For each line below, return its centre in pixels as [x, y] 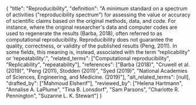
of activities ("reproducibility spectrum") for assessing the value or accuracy [98, 15]
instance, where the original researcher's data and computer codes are [92, 27]
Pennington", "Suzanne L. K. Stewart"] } [54, 96]
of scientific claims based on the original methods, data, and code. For [91, 21]
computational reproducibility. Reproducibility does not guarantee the [90, 40]
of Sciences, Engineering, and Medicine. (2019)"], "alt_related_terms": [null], [98, 77]
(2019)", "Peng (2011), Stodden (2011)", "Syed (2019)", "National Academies [97, 71]
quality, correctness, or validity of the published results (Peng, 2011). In [92, 46]
